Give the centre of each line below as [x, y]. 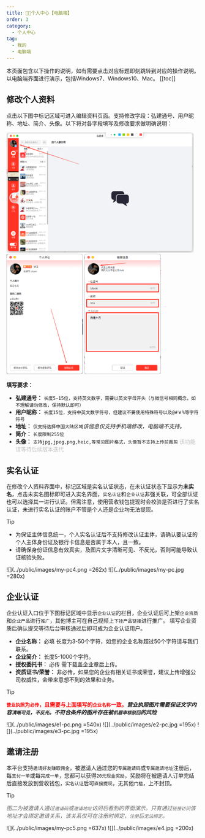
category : [19, 26]
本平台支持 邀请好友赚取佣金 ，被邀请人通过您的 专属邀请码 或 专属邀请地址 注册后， [100, 767]
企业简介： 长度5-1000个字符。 [54, 656]
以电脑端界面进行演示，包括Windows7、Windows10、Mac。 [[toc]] [91, 78]
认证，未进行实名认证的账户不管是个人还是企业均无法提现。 [81, 509]
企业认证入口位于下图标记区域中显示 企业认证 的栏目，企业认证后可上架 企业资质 [102, 613]
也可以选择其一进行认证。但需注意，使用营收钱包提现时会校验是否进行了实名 [103, 502]
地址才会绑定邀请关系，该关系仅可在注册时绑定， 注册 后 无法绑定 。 [87, 815]
